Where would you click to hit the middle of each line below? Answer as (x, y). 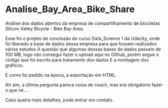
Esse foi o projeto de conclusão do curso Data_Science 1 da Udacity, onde (83, 38)
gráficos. (15, 65)
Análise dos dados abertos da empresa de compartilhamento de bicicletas (83, 23)
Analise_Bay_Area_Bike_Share (70, 9)
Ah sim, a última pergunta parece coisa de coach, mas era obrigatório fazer (84, 85)
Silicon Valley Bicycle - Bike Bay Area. (45, 28)
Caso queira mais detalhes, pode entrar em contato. (59, 100)
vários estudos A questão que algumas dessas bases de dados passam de (83, 49)
